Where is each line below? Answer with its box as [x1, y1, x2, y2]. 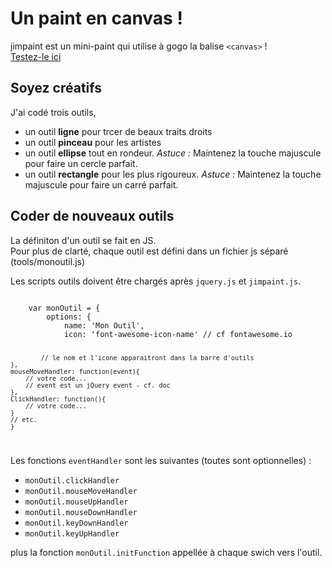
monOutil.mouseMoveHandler [24, 487, 138, 497]
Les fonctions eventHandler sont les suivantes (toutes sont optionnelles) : [10, 455, 312, 467]
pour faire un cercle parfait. [24, 157, 138, 169]
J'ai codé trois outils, [10, 106, 97, 118]
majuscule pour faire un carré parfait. [24, 178, 179, 191]
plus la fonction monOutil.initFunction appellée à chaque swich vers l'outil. [10, 547, 323, 559]
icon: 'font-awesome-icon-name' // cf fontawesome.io [63, 329, 293, 339]
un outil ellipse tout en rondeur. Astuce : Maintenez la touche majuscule [24, 147, 322, 159]
